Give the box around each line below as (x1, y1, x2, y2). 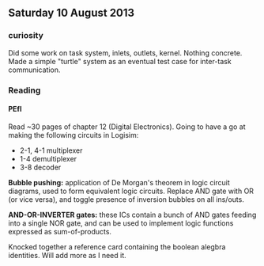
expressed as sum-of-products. (8, 226, 112, 236)
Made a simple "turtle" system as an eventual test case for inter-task (8, 56, 232, 66)
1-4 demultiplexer (19, 154, 77, 163)
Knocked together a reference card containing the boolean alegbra (8, 241, 226, 252)
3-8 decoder (19, 162, 62, 172)
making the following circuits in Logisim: (8, 130, 139, 139)
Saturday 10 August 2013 (8, 6, 135, 20)
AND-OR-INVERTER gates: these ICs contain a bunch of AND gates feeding (8, 210, 257, 219)
